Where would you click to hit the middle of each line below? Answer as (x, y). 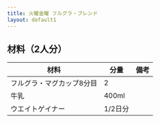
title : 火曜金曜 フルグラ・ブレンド (52, 13)
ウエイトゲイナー (38, 109)
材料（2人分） (37, 49)
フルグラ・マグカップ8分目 (54, 83)
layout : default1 (32, 20)
